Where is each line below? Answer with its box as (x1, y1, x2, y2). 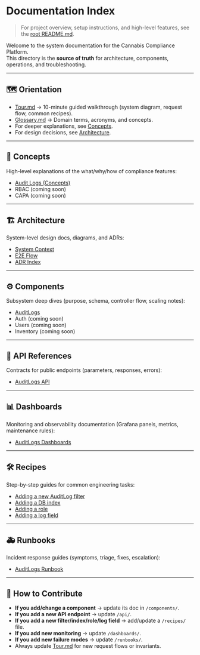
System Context (14, 246, 55, 253)
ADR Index (14, 259, 41, 266)
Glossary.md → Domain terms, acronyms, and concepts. (14, 116, 154, 123)
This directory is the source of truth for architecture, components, (6, 54, 169, 61)
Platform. (6, 48, 29, 55)
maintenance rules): (6, 427, 55, 434)
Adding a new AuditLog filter (14, 493, 85, 500)
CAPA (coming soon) (14, 192, 67, 199)
